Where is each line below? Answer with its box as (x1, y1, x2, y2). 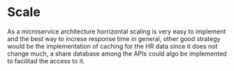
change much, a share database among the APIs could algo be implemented (7, 49, 227, 58)
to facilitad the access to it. (7, 56, 85, 65)
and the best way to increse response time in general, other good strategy (7, 34, 221, 42)
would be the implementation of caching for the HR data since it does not (7, 42, 218, 50)
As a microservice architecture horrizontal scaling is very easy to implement (7, 27, 226, 35)
